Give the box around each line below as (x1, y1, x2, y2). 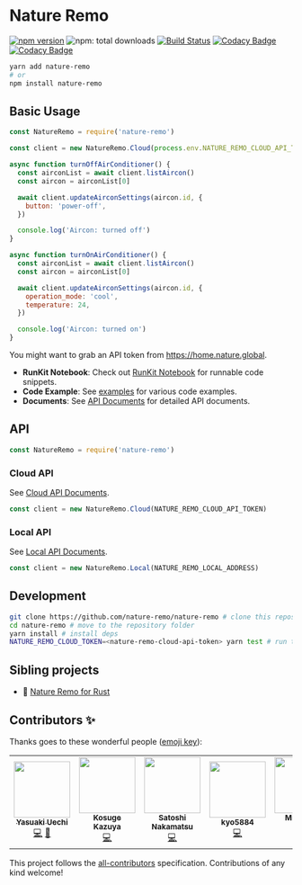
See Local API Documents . (9, 546, 108, 558)
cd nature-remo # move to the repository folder (9, 621, 195, 630)
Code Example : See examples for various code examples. (22, 386, 238, 397)
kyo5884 (220, 817, 254, 827)
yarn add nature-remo (9, 62, 91, 71)
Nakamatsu (151, 821, 193, 832)
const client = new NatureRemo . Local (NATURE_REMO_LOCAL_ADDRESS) (9, 564, 259, 573)
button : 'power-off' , (25, 201, 106, 210)
